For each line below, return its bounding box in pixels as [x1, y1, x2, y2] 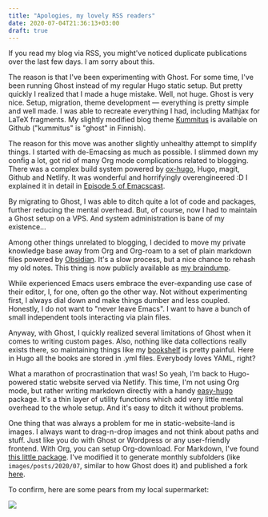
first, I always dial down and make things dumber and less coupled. [8, 296, 230, 305]
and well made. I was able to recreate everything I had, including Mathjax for [8, 106, 260, 116]
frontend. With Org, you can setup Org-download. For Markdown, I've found [8, 444, 259, 454]
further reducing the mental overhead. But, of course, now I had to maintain [8, 205, 258, 215]
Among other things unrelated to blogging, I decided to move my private [8, 237, 246, 248]
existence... [8, 222, 46, 232]
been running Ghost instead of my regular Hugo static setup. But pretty [8, 81, 242, 90]
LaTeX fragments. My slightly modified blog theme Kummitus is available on [8, 115, 258, 125]
